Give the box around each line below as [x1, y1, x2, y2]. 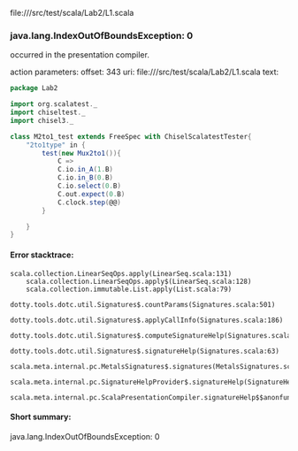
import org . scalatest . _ [10, 100, 98, 109]
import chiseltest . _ [10, 108, 87, 118]
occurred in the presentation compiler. [10, 50, 149, 60]
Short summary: [10, 411, 72, 423]
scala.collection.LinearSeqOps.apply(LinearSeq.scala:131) [10, 269, 233, 278]
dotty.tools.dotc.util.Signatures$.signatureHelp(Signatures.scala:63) [10, 347, 279, 355]
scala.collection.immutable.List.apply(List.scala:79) [26, 285, 233, 294]
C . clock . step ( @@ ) [57, 198, 122, 207]
